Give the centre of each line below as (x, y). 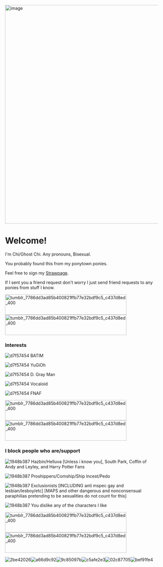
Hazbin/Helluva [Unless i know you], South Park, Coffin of (89, 462)
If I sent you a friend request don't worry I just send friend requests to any (79, 282)
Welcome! (26, 241)
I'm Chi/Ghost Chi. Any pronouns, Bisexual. (48, 254)
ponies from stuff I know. (30, 287)
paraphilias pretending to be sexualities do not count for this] (66, 496)
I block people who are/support (43, 451)
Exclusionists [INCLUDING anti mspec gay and (77, 485)
